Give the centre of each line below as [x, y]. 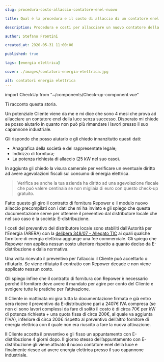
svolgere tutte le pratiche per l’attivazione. [48, 289]
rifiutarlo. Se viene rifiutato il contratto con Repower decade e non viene [78, 264]
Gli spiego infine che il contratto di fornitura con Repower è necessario [77, 278]
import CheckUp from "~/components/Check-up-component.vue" [72, 94]
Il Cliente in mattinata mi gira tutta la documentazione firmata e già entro [78, 298]
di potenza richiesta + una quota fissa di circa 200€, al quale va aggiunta [79, 314]
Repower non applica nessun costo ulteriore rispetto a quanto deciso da [78, 244]
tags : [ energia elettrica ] [33, 63]
